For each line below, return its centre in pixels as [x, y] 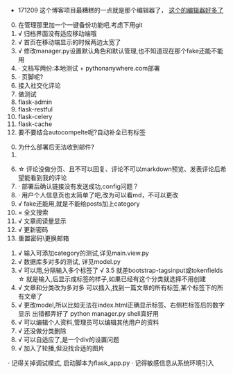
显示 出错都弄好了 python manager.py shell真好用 [88, 313]
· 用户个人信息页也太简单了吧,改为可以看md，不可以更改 [98, 195]
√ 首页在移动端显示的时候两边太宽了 [69, 42]
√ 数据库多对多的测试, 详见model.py [69, 261]
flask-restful [35, 109]
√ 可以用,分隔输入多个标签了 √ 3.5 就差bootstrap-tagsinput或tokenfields [120, 270]
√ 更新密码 [33, 230]
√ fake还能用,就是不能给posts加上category [79, 204]
